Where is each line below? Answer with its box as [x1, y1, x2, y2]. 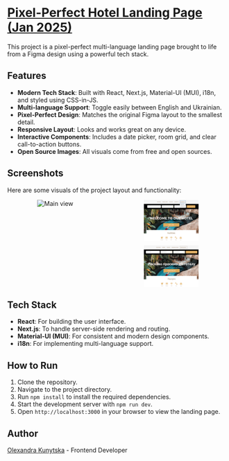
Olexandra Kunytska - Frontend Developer [7, 446, 128, 454]
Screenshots [7, 168, 64, 180]
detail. [17, 118, 35, 126]
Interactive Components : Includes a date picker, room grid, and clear [17, 132, 217, 141]
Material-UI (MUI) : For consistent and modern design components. [17, 332, 210, 340]
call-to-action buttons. [17, 140, 82, 148]
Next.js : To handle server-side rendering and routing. [17, 324, 171, 333]
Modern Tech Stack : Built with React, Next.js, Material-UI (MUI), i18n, [17, 88, 217, 96]
